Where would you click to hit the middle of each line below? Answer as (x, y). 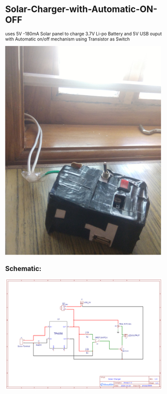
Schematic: (23, 269)
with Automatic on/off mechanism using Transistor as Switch (68, 39)
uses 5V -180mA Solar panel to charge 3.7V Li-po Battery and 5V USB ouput (83, 33)
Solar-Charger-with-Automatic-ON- (81, 9)
